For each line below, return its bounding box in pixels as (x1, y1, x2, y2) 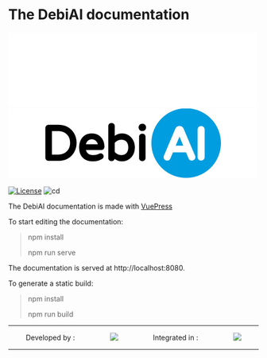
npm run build (27, 309, 74, 319)
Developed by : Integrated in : (25, 333, 199, 342)
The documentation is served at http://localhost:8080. (8, 263, 185, 272)
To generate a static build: (8, 278, 94, 288)
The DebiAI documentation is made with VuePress (8, 201, 173, 211)
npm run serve (27, 247, 76, 257)
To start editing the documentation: (8, 216, 124, 226)
